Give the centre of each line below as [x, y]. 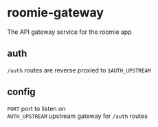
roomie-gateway [56, 13]
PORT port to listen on [36, 108]
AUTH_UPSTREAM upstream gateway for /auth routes [77, 116]
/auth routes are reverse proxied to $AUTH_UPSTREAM [79, 70]
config [21, 92]
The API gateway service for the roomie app [69, 32]
